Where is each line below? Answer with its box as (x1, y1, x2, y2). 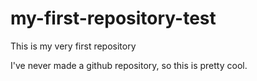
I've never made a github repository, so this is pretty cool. (10, 59, 248, 71)
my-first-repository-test (10, 7, 217, 30)
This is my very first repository (10, 40, 137, 52)
